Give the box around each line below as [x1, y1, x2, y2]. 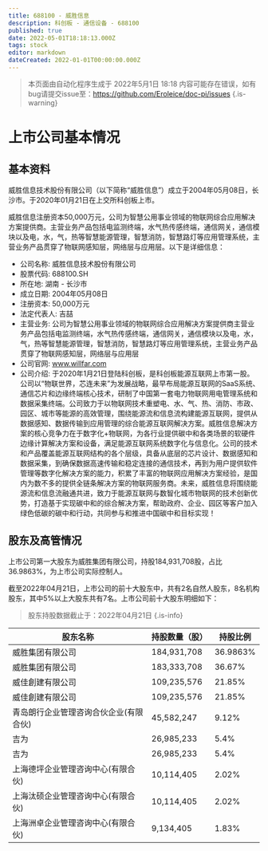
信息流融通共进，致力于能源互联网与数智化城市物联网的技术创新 [41, 488, 251, 498]
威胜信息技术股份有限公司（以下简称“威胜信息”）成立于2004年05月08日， [8, 185, 253, 195]
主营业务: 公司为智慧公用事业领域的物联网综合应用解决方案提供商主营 [19, 318, 248, 328]
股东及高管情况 [8, 534, 82, 547]
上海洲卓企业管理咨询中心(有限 [12, 817, 128, 828]
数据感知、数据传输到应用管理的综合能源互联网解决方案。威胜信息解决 [19, 418, 251, 427]
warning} [27, 97, 58, 108]
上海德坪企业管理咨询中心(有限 [12, 763, 128, 774]
